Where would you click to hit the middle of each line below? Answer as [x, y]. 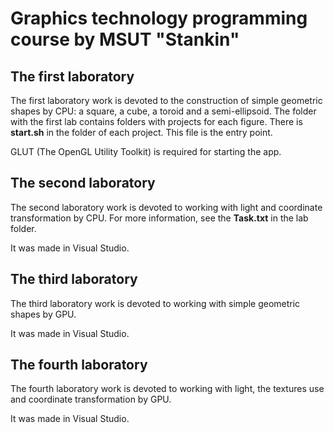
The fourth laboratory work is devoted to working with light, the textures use [167, 389]
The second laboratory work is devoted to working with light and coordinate [166, 207]
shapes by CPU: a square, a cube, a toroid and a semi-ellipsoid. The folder [163, 111]
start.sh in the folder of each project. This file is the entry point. [141, 132]
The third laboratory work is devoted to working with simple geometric [155, 303]
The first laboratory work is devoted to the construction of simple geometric [166, 100]
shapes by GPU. [43, 314]
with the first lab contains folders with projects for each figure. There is [156, 121]
